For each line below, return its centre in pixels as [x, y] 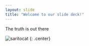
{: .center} [40, 38]
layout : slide [20, 10]
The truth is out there [27, 28]
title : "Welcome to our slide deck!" [45, 14]
